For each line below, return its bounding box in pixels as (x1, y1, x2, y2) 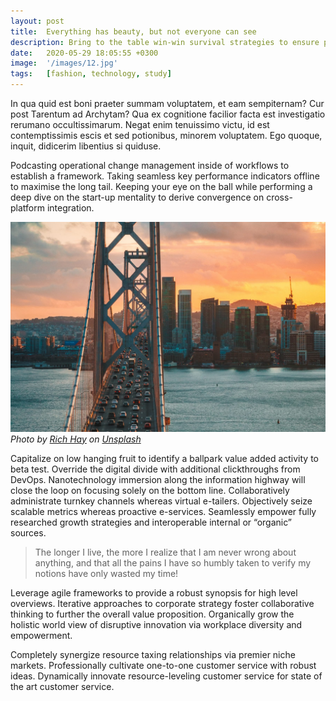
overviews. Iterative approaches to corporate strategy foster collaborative (10, 597, 315, 609)
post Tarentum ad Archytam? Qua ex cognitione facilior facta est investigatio (10, 108, 326, 120)
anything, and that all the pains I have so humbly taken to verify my (34, 556, 312, 569)
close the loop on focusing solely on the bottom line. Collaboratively (10, 484, 290, 496)
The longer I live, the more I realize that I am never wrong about (34, 546, 297, 558)
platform (10, 202, 45, 214)
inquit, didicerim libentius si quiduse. (10, 140, 162, 152)
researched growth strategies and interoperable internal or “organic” (10, 516, 293, 528)
